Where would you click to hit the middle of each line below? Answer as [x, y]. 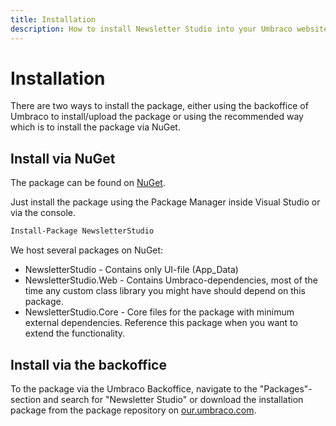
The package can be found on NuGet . [88, 183]
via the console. [43, 213]
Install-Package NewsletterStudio [82, 231]
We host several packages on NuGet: [87, 250]
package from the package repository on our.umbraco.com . [133, 410]
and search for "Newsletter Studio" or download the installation [173, 399]
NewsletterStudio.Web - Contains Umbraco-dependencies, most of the [171, 280]
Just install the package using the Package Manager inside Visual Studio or [165, 202]
